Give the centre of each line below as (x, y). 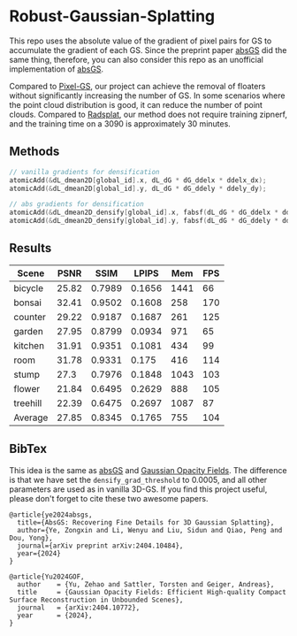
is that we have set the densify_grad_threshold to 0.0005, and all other (138, 479)
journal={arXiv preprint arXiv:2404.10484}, (100, 546)
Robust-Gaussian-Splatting (112, 16)
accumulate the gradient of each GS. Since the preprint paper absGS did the (148, 50)
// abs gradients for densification (76, 204)
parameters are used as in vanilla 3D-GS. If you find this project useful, (138, 489)
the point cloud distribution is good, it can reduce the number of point (136, 104)
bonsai (28, 303)
